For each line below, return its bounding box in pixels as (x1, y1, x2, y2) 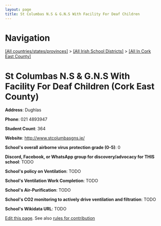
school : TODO (5, 159, 34, 165)
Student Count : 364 (5, 126, 46, 132)
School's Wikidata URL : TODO (5, 206, 67, 212)
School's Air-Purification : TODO (5, 187, 71, 193)
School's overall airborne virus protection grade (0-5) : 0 (5, 145, 121, 151)
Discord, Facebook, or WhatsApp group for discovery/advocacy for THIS (5, 154, 155, 160)
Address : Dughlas (5, 107, 42, 113)
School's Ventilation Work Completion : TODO (5, 178, 98, 184)
